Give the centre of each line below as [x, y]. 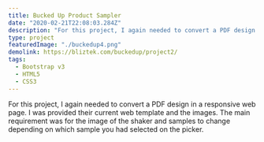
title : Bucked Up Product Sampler [65, 15]
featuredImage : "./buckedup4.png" [65, 45]
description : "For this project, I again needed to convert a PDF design [132, 30]
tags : [17, 60]
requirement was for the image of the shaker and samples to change [119, 121]
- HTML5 [28, 74]
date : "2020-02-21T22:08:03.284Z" [65, 23]
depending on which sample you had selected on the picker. [106, 129]
